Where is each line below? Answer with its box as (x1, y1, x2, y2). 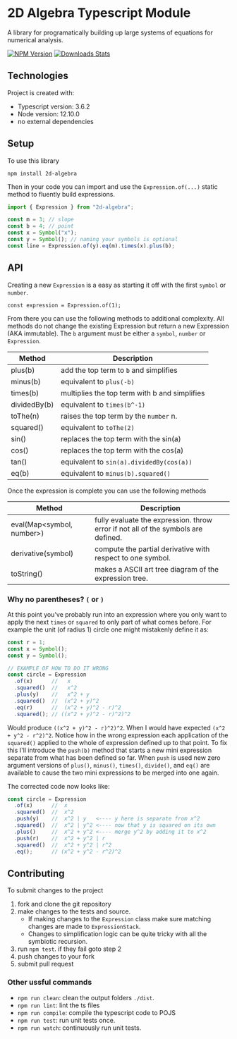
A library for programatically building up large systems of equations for (7, 28, 214, 37)
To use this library (7, 156, 60, 165)
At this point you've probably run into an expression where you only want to (7, 610, 227, 618)
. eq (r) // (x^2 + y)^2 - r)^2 (13, 703, 121, 711)
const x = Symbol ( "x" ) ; (7, 229, 78, 237)
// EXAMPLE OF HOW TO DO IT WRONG (7, 665, 109, 672)
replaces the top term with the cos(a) (61, 445, 184, 455)
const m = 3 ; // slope (7, 216, 74, 223)
